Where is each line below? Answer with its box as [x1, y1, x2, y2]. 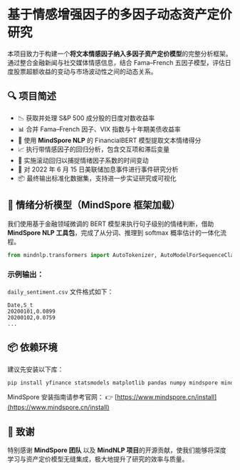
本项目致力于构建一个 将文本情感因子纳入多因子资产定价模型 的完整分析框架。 [7, 49, 232, 58]
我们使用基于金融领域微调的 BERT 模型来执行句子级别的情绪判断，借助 [7, 219, 214, 228]
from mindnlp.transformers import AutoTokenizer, [7, 251, 158, 259]
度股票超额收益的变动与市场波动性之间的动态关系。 [7, 67, 157, 76]
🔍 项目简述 [7, 90, 57, 102]
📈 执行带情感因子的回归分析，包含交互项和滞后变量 [17, 144, 169, 154]
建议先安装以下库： [7, 365, 64, 374]
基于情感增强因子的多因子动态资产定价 [7, 6, 233, 23]
